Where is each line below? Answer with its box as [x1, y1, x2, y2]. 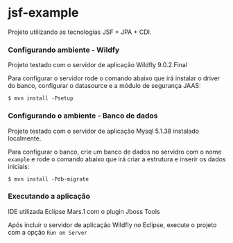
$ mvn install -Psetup [8, 95, 74, 102]
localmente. [8, 134, 42, 143]
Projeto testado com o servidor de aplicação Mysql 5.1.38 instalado [8, 127, 200, 135]
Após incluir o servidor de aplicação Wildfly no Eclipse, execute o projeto [8, 220, 217, 229]
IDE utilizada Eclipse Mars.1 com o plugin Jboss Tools [8, 207, 160, 215]
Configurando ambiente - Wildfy [8, 45, 120, 55]
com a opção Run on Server [8, 228, 87, 236]
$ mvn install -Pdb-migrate [8, 175, 89, 183]
